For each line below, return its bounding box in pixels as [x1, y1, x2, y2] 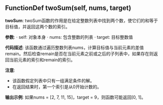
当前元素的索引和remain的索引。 [9, 56, 75, 63]
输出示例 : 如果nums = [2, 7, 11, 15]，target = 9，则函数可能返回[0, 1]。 [5, 94, 146, 100]
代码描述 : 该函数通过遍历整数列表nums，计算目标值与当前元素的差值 [5, 44, 144, 51]
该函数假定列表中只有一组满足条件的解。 [12, 78, 95, 83]
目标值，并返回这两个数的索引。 [5, 24, 70, 29]
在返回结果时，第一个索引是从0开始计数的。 [12, 83, 102, 90]
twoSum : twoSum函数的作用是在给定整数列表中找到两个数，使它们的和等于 [5, 17, 159, 24]
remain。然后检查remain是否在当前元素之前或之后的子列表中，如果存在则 [5, 51, 154, 56]
